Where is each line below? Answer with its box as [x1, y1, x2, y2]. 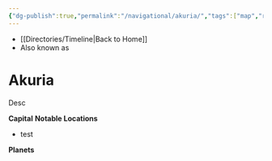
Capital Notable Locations [8, 113, 99, 123]
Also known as [19, 42, 70, 53]
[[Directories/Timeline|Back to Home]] [19, 34, 148, 44]
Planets [8, 145, 35, 155]
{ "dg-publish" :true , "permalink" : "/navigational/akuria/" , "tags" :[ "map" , [8, 11, 259, 20]
